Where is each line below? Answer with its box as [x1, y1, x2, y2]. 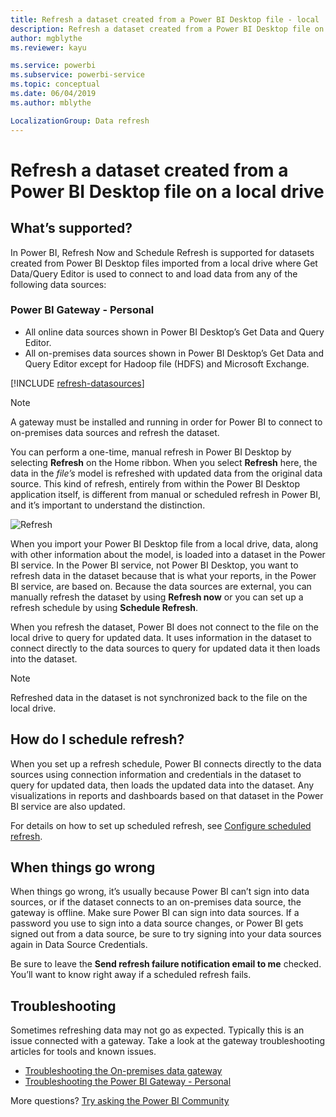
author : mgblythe [10, 33, 83, 43]
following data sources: [10, 278, 107, 290]
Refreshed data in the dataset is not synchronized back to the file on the [10, 691, 308, 703]
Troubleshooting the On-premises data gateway [24, 1065, 223, 1077]
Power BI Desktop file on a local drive [10, 180, 325, 203]
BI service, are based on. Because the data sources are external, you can [10, 580, 312, 592]
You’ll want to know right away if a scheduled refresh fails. [10, 969, 252, 981]
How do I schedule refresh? [10, 731, 185, 748]
